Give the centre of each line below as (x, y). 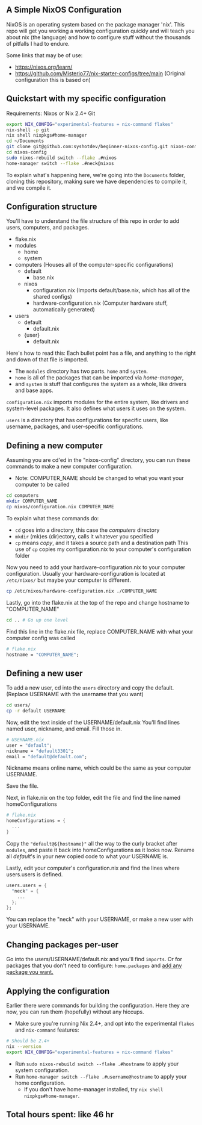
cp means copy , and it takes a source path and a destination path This (101, 543)
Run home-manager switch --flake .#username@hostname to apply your (101, 1076)
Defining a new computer (55, 445)
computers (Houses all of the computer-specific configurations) (94, 265)
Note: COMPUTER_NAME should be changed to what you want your (99, 478)
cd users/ (19, 705)
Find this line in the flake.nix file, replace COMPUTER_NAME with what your (100, 631)
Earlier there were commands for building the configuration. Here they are (98, 1005)
